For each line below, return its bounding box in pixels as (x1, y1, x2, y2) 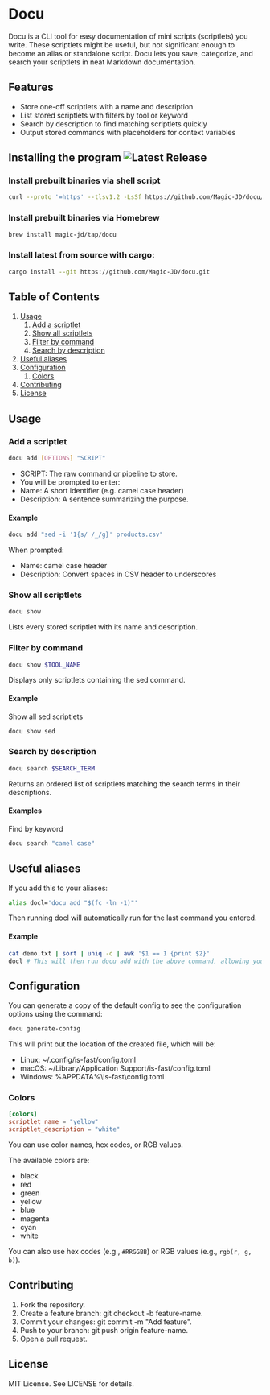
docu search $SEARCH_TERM (8, 764, 95, 773)
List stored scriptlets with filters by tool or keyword (19, 110, 189, 120)
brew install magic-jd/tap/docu (8, 230, 117, 238)
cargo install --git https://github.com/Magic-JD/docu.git (8, 267, 211, 276)
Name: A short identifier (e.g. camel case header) (19, 486, 185, 496)
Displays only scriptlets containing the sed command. (8, 675, 186, 685)
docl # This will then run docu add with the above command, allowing (8, 957, 250, 965)
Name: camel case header (19, 561, 108, 571)
